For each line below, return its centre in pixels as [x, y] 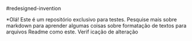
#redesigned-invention [34, 8]
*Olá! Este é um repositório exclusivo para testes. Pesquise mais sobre [92, 19]
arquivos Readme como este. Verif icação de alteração [72, 32]
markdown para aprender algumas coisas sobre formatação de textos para [96, 26]
